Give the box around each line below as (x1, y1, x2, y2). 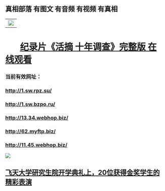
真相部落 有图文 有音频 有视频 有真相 (5, 5, 118, 14)
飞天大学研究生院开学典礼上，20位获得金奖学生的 (5, 168, 160, 177)
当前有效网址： (5, 73, 42, 80)
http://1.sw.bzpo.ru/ (5, 101, 56, 108)
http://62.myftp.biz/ (5, 128, 56, 135)
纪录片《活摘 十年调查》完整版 (20, 41, 146, 53)
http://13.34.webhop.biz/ (5, 114, 69, 121)
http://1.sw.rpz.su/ (5, 87, 52, 94)
